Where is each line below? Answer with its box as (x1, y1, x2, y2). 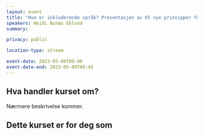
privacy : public (6, 37, 47, 43)
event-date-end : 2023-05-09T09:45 (6, 64, 94, 70)
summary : (6, 25, 29, 32)
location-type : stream (6, 48, 64, 54)
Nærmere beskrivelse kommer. (6, 102, 84, 109)
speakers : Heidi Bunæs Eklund (6, 20, 83, 26)
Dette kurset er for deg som (6, 120, 112, 130)
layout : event (6, 8, 42, 15)
